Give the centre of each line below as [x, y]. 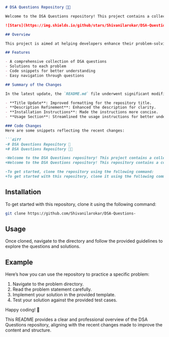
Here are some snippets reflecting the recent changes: [65, 131]
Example [19, 262]
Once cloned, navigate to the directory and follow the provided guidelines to [84, 241]
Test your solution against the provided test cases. [65, 300]
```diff [13, 140]
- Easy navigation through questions [45, 75]
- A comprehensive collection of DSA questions [56, 62]
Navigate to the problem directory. [48, 284]
